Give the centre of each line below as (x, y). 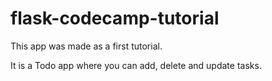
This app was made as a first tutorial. (86, 46)
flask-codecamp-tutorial (115, 18)
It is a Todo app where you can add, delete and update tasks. (136, 65)
